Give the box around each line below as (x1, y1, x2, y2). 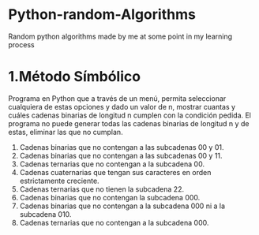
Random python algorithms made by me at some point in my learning (8, 32, 233, 41)
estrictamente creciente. (19, 176, 100, 185)
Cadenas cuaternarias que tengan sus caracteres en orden (19, 167, 212, 177)
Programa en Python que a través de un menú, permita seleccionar (8, 93, 227, 103)
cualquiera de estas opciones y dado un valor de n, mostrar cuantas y (8, 102, 235, 111)
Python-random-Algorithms (8, 6, 196, 24)
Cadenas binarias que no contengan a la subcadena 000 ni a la (19, 201, 226, 211)
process (8, 39, 35, 49)
